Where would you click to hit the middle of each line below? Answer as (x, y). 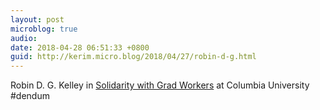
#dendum (30, 96)
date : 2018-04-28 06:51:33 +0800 (80, 47)
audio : (24, 38)
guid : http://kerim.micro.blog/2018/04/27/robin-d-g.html (133, 57)
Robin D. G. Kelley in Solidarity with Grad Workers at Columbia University (160, 85)
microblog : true (44, 29)
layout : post (37, 19)
